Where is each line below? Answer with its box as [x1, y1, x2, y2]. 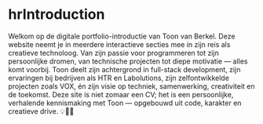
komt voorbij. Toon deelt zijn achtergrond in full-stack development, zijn [8, 64, 241, 74]
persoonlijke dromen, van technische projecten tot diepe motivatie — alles [8, 57, 248, 66]
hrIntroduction [8, 5, 105, 24]
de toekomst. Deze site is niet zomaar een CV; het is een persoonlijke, [8, 89, 234, 99]
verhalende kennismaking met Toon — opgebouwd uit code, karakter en [8, 98, 242, 108]
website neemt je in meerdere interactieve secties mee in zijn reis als [8, 39, 231, 49]
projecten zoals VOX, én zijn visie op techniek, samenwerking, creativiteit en [8, 81, 255, 91]
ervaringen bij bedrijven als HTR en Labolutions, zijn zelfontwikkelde [8, 73, 230, 82]
